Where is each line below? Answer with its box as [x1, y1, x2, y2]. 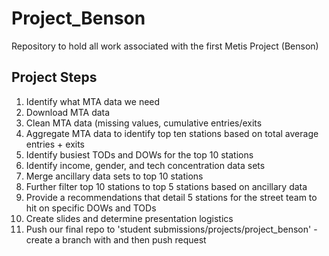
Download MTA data [25, 106, 111, 118]
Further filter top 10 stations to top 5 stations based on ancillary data [25, 180, 308, 192]
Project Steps [11, 69, 98, 86]
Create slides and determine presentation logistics [25, 212, 234, 224]
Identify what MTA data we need [25, 95, 161, 107]
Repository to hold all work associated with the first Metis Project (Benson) [11, 40, 319, 52]
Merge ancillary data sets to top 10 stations [25, 170, 204, 182]
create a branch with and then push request [25, 233, 207, 246]
